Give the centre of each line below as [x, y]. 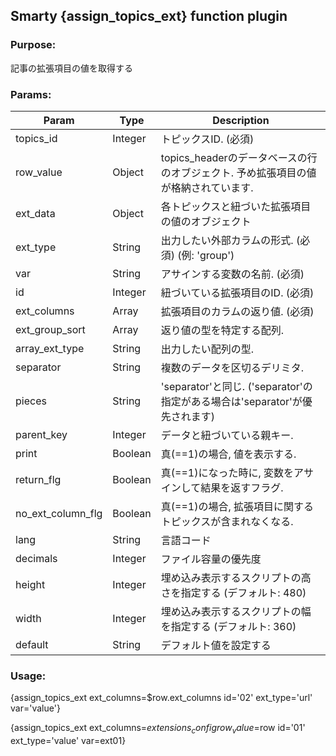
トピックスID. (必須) [207, 139]
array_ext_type [50, 348]
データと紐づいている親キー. [227, 435]
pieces [31, 401]
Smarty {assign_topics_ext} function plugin [149, 16]
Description [241, 120]
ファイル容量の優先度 [211, 559]
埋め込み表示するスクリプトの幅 [236, 611]
